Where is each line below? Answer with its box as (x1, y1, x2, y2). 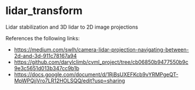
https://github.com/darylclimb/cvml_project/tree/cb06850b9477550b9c (14, 58, 189, 65)
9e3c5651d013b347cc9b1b (14, 64, 80, 71)
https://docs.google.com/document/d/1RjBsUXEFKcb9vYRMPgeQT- (14, 71, 179, 78)
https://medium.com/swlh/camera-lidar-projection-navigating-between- (14, 46, 189, 53)
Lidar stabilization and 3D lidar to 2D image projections (5, 23, 139, 30)
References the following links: (5, 34, 80, 41)
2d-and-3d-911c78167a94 (14, 52, 77, 59)
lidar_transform (5, 4, 83, 18)
